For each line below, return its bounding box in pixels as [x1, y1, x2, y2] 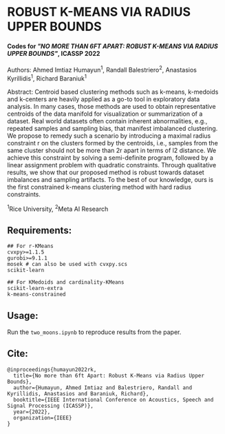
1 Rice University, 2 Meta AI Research [7, 203, 109, 213]
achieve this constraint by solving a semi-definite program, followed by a [7, 153, 213, 162]
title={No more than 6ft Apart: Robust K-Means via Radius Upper [13, 372, 205, 379]
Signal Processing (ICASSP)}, [7, 402, 94, 409]
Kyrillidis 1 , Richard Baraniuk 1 [7, 73, 87, 83]
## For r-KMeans [7, 242, 54, 250]
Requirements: [7, 225, 72, 236]
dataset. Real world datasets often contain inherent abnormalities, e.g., [7, 116, 208, 125]
